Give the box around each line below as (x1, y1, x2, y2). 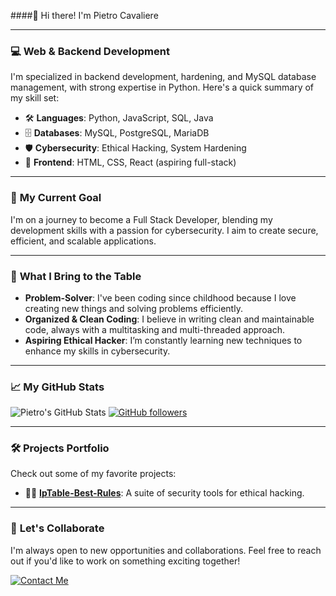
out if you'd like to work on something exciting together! (10, 555, 241, 567)
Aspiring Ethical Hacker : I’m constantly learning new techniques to (24, 334, 303, 346)
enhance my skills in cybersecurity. (24, 345, 171, 357)
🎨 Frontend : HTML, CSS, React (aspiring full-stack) (24, 156, 237, 169)
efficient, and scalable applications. (10, 235, 157, 247)
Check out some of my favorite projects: (10, 468, 177, 480)
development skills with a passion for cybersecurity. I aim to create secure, (10, 224, 319, 236)
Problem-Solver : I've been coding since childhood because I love (24, 291, 297, 304)
